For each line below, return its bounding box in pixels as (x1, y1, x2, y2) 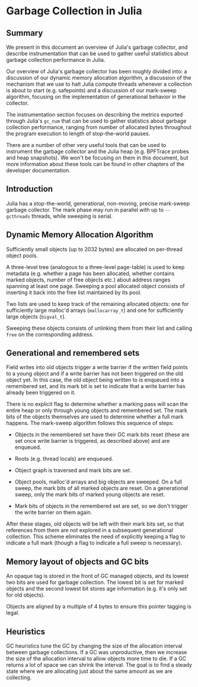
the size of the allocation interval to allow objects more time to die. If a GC (6, 655, 187, 662)
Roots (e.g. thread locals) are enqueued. (14, 455, 114, 463)
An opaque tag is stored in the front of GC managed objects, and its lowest (6, 573, 189, 580)
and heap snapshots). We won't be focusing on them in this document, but (6, 154, 189, 161)
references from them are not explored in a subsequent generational (6, 527, 174, 534)
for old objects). (6, 591, 46, 599)
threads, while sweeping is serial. (31, 213, 113, 220)
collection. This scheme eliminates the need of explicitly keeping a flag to (6, 533, 186, 540)
